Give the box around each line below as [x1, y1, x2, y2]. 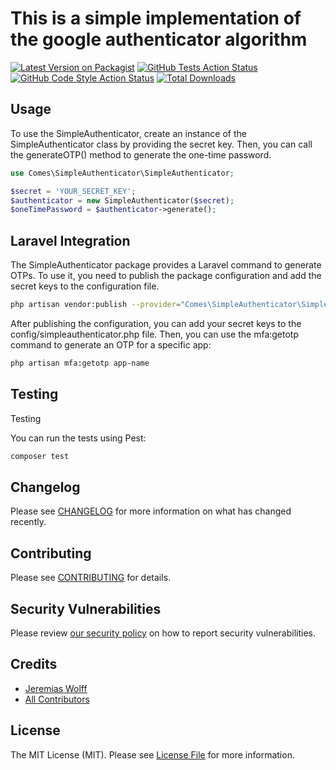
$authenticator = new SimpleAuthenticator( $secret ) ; [10, 195, 235, 206]
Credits [10, 656, 58, 673]
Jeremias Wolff [24, 682, 88, 694]
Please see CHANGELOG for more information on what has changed [10, 505, 292, 517]
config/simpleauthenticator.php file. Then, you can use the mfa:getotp [10, 328, 300, 340]
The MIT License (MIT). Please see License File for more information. [10, 748, 295, 761]
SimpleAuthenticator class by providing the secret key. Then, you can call [10, 138, 313, 150]
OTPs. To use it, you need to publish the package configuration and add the [10, 270, 322, 282]
